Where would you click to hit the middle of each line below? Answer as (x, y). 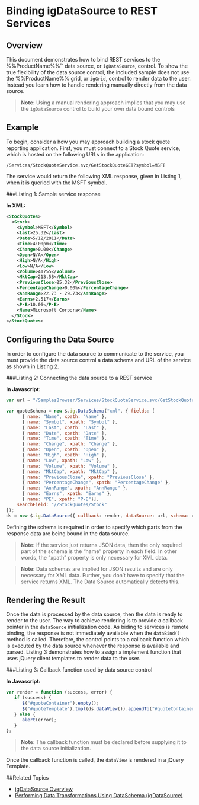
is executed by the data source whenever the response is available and (93, 646)
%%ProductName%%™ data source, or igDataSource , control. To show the (97, 66)
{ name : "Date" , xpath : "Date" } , (65, 433)
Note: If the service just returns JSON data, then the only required (101, 545)
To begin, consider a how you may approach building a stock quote (88, 142)
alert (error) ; (39, 720)
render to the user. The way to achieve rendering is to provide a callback (95, 621)
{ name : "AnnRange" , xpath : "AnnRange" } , (75, 488)
